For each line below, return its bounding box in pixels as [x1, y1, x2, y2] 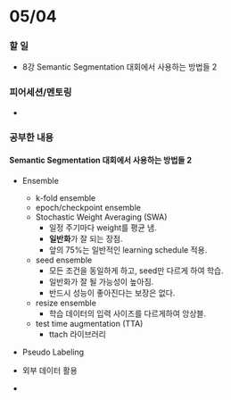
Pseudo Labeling [21, 346, 85, 357]
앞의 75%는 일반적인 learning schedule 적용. [48, 244, 208, 255]
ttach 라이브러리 [48, 329, 107, 339]
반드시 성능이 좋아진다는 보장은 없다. [48, 287, 176, 298]
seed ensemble [35, 254, 93, 265]
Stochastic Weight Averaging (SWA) [35, 212, 168, 222]
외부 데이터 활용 [21, 364, 78, 376]
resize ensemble [35, 297, 96, 308]
